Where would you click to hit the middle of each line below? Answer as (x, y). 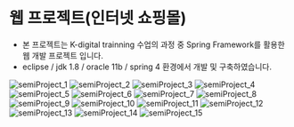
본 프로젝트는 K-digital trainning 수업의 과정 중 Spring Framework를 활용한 (153, 44)
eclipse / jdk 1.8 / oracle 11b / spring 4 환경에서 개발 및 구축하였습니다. (147, 67)
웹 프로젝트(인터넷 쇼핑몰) (98, 18)
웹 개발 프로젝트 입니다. (63, 55)
